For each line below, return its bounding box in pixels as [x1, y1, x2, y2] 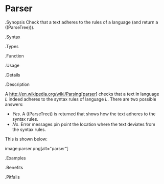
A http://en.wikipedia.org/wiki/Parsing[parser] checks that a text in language [5, 91, 160, 97]
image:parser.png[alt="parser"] [5, 145, 69, 151]
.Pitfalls [5, 174, 20, 180]
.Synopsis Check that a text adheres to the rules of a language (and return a [5, 19, 158, 25]
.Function [5, 53, 24, 59]
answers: [5, 101, 23, 107]
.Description [5, 81, 30, 87]
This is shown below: [5, 136, 47, 142]
